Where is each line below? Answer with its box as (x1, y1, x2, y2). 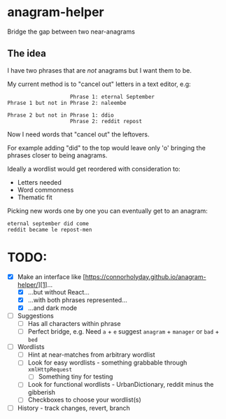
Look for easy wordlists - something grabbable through (27, 358, 188, 367)
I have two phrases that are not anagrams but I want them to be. (7, 66, 192, 74)
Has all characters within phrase (27, 320, 121, 327)
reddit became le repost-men (7, 226, 92, 233)
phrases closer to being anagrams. (7, 151, 108, 159)
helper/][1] (17, 280, 48, 289)
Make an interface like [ (17, 272, 85, 280)
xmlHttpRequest (27, 367, 72, 374)
